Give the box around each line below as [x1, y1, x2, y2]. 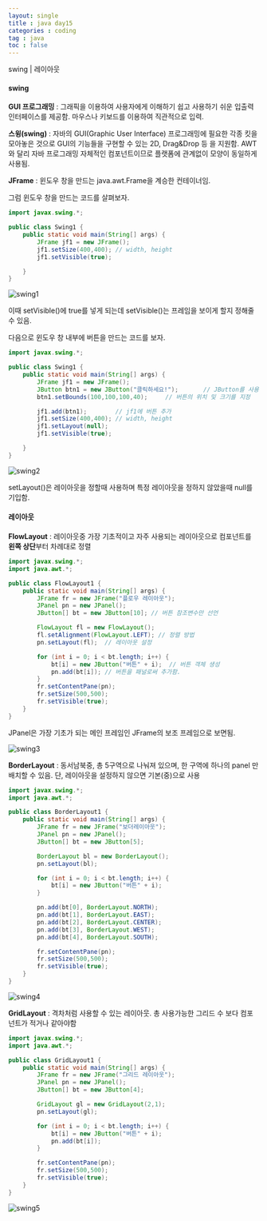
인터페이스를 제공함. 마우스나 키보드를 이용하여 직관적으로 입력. [8, 112, 205, 122]
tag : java [8, 34, 45, 42]
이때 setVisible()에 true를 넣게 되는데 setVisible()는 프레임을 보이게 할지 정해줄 [8, 305, 255, 316]
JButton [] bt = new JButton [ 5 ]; [37, 837, 145, 846]
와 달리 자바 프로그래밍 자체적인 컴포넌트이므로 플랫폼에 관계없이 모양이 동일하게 [8, 149, 257, 158]
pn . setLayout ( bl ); [37, 860, 98, 868]
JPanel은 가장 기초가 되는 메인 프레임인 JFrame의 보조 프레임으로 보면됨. [8, 728, 236, 737]
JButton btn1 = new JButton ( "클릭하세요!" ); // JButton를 [37, 385, 245, 393]
